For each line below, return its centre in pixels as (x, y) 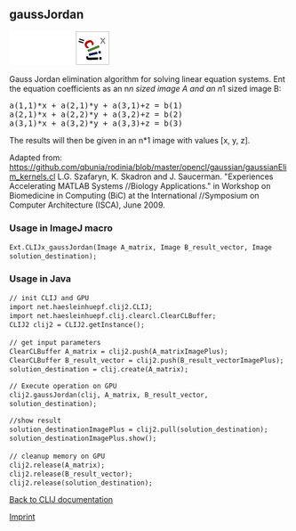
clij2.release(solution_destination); (81, 483)
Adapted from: (36, 157)
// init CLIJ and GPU (49, 298)
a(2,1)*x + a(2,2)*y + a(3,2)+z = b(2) (96, 114)
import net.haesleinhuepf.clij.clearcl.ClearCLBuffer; (113, 316)
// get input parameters (55, 343)
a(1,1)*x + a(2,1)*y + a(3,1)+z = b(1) (96, 105)
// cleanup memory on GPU (57, 457)
